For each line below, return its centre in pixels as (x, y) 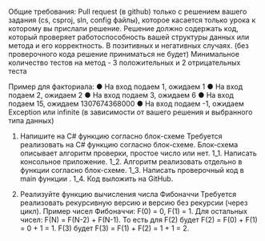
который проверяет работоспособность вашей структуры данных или (129, 37)
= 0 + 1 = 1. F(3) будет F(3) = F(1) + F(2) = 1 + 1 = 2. (104, 228)
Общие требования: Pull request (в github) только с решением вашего (128, 12)
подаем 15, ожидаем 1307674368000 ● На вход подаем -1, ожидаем (126, 104)
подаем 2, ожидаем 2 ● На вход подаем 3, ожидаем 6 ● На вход (121, 95)
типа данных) (31, 120)
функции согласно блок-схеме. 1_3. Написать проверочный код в (132, 170)
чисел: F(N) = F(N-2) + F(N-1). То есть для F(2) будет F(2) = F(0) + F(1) (139, 220)
